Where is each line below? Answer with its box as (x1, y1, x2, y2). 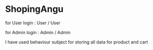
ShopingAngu (5, 3, 64, 15)
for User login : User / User (5, 20, 61, 26)
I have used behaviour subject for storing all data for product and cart (5, 39, 148, 45)
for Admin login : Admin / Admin (5, 29, 71, 35)
